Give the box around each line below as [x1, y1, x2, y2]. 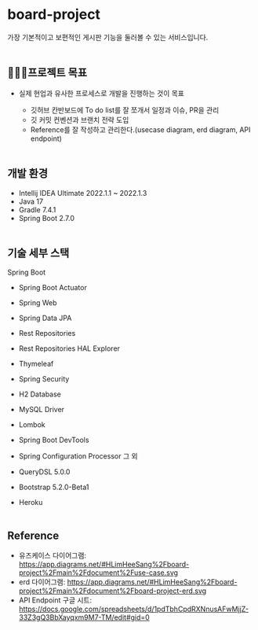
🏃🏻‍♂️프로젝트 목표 [7, 66, 88, 79]
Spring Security [18, 374, 70, 384]
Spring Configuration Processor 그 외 [18, 451, 138, 461]
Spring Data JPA [18, 313, 72, 323]
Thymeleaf [18, 359, 54, 369]
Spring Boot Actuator [18, 283, 87, 293]
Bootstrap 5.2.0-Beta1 [18, 482, 89, 492]
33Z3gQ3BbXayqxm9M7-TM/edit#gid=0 [18, 613, 150, 622]
